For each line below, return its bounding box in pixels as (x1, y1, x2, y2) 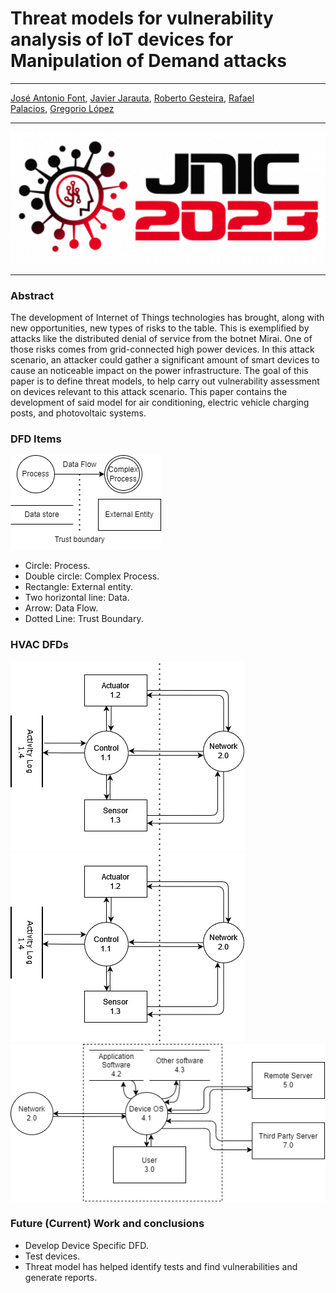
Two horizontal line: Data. (24, 592, 130, 604)
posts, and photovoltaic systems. (10, 407, 147, 419)
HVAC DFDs (10, 638, 70, 652)
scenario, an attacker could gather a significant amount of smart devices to (10, 353, 320, 366)
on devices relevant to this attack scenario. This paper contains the (10, 385, 288, 397)
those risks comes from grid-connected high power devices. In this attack (10, 343, 315, 355)
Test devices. (24, 1250, 81, 1262)
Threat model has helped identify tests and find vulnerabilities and (24, 1260, 298, 1272)
